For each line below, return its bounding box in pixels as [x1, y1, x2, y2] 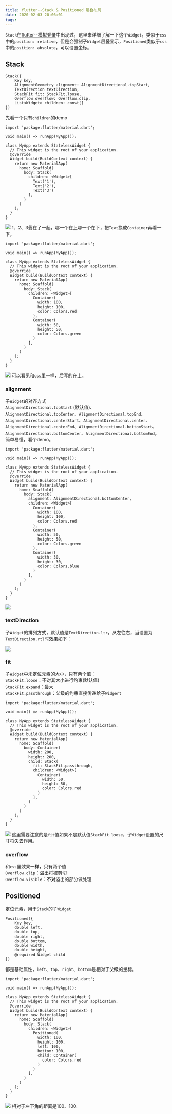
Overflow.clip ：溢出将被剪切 [5, 870, 67, 876]
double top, [14, 929, 40, 935]
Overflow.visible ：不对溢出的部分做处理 [5, 876, 92, 883]
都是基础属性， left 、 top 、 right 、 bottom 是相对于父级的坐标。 [5, 966, 137, 973]
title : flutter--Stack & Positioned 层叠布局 [5, 7, 102, 13]
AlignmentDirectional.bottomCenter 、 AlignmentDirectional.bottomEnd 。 [5, 430, 160, 436]
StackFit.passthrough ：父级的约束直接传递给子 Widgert [5, 690, 122, 696]
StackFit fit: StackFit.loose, [14, 92, 82, 97]
